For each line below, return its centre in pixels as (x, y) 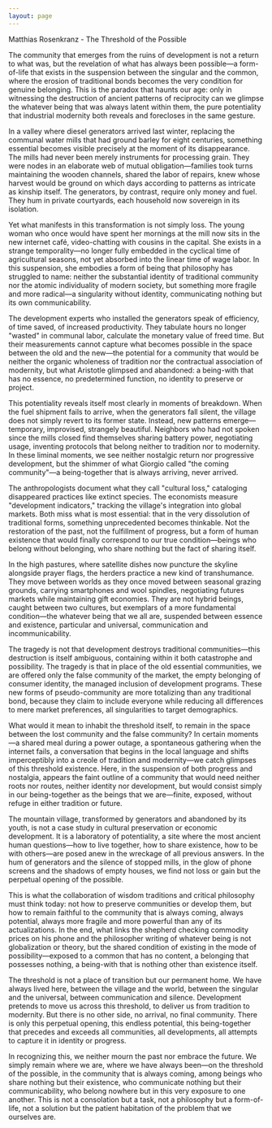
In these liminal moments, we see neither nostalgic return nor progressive (131, 455)
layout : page (30, 16)
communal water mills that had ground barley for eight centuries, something (135, 140)
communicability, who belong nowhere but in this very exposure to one (127, 1091)
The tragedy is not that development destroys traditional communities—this (134, 649)
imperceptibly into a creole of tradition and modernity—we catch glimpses (133, 760)
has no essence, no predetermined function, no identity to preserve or (126, 378)
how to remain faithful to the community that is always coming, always (126, 912)
